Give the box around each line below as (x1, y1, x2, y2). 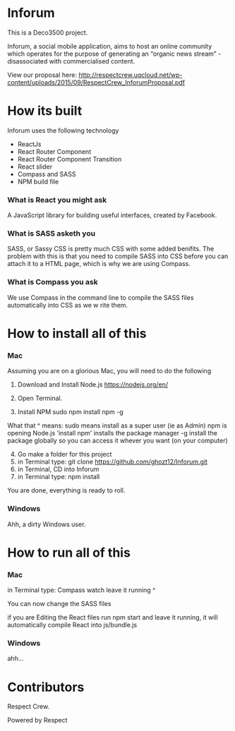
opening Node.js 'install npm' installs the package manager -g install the (7, 429, 217, 437)
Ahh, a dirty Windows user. (7, 520, 86, 528)
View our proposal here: (7, 71, 78, 79)
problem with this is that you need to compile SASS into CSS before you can (7, 252, 229, 260)
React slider (17, 162, 53, 171)
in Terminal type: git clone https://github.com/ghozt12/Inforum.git (17, 457, 208, 466)
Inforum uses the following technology (7, 126, 119, 135)
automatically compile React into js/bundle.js (7, 621, 138, 629)
